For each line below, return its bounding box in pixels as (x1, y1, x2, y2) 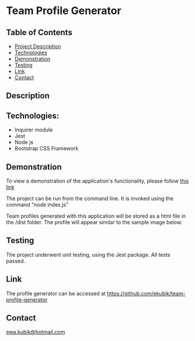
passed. (6, 257, 26, 264)
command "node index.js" (6, 201, 69, 208)
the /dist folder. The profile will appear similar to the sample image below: (6, 219, 183, 226)
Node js (14, 139, 34, 146)
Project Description (14, 43, 61, 50)
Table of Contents (6, 27, 73, 37)
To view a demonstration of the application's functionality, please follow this (6, 177, 189, 185)
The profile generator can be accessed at (6, 290, 106, 297)
